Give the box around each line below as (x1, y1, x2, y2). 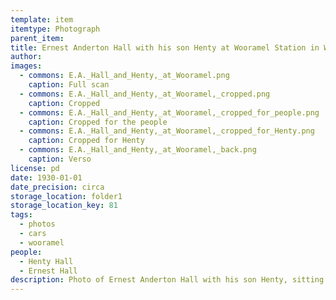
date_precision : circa (10, 182, 105, 192)
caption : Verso (28, 154, 92, 164)
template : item (10, 14, 74, 25)
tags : (10, 210, 33, 220)
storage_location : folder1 (10, 191, 123, 201)
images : (10, 61, 43, 71)
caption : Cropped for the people (28, 117, 168, 127)
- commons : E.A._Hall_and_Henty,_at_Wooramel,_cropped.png (19, 89, 271, 99)
